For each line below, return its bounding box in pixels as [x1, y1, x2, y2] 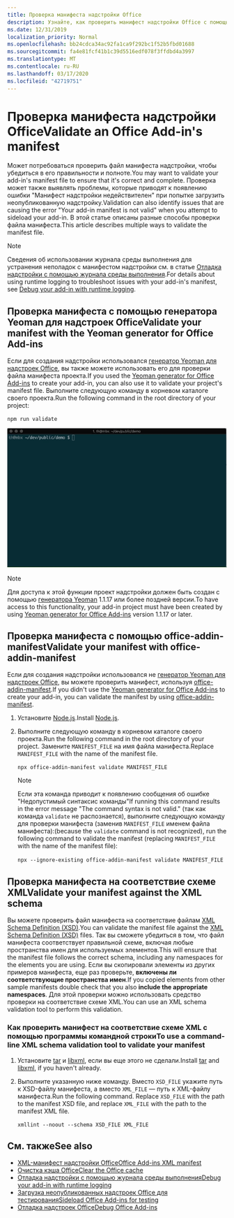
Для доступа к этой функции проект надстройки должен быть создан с [7, 587, 220, 596]
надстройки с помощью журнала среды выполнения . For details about [7, 270, 215, 279]
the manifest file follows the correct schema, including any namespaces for [7, 953, 224, 961]
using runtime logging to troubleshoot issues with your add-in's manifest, [7, 278, 217, 286]
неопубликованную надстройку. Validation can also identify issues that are [7, 199, 224, 207]
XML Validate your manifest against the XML [7, 887, 202, 898]
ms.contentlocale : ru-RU [7, 63, 79, 70]
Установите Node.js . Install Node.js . [17, 714, 120, 722]
